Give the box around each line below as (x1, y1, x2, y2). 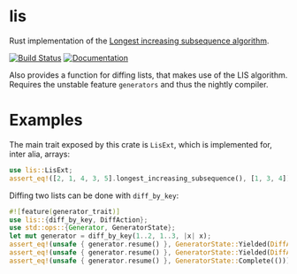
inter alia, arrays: (9, 148, 71, 159)
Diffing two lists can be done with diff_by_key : (9, 190, 179, 201)
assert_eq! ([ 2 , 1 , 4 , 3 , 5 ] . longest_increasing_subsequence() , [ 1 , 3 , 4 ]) (9, 174, 291, 183)
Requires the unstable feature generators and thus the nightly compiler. (9, 79, 269, 89)
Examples (9, 110, 83, 130)
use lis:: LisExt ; (9, 165, 73, 174)
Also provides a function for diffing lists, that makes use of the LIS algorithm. (9, 69, 288, 80)
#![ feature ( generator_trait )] (9, 207, 121, 216)
